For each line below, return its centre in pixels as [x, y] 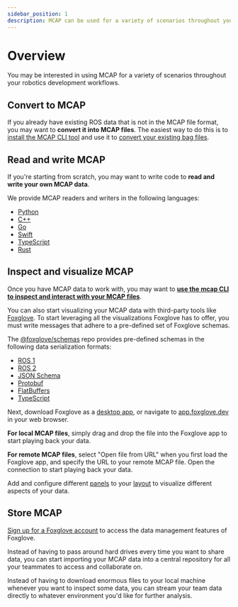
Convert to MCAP [47, 105]
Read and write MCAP [57, 159]
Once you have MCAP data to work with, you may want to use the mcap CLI [118, 289]
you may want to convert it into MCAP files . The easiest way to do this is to [118, 130]
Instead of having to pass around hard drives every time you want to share [116, 552]
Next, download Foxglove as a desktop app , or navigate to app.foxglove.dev [118, 412]
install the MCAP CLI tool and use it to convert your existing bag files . [108, 137]
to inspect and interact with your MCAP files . [74, 296]
